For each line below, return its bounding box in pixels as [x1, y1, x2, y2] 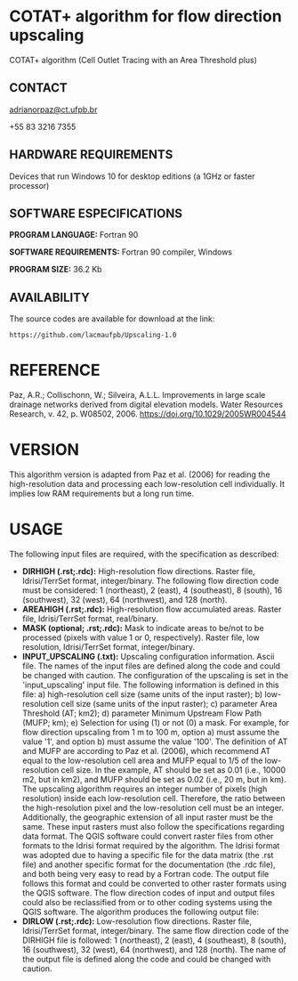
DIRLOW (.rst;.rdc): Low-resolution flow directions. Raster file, [21, 916, 252, 927]
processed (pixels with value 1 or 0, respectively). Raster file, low [21, 632, 260, 643]
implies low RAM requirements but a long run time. [9, 488, 194, 499]
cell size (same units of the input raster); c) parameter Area [60, 699, 278, 709]
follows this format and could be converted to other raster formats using [21, 879, 287, 888]
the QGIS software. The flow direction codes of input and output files [21, 888, 276, 898]
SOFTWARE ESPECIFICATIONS [9, 206, 182, 221]
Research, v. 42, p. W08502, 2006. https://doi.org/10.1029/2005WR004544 [9, 409, 286, 419]
